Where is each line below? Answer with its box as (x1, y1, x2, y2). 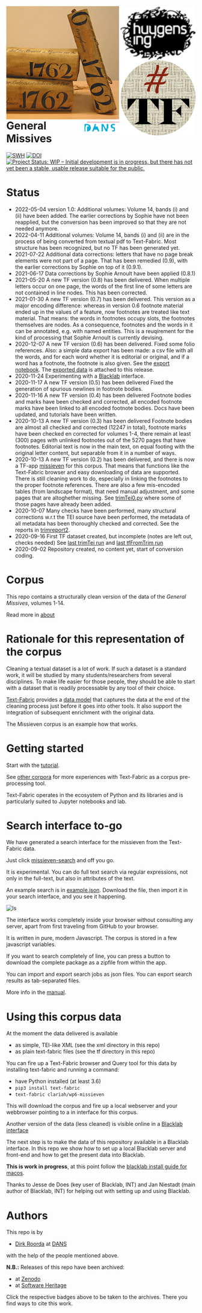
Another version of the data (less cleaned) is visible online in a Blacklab (6, 1121, 183, 1128)
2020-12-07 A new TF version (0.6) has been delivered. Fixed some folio (14, 340, 195, 348)
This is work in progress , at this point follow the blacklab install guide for (6, 1163, 188, 1170)
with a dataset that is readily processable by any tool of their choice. (6, 684, 176, 691)
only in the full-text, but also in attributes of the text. (6, 875, 135, 882)
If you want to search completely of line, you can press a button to (6, 953, 171, 960)
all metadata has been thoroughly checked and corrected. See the (14, 520, 179, 527)
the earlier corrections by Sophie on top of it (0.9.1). (14, 263, 143, 270)
